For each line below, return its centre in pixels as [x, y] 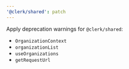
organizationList [37, 47]
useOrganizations [37, 54]
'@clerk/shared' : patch [36, 12]
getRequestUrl [33, 60]
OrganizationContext [41, 41]
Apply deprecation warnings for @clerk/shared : [65, 29]
